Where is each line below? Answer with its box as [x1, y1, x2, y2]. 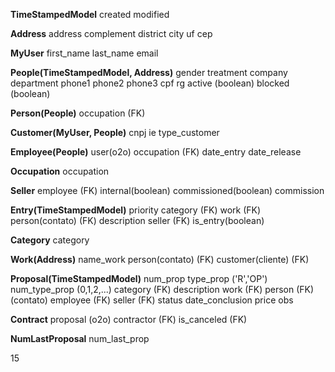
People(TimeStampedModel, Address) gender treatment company [10, 67, 288, 78]
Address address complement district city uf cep [10, 28, 213, 39]
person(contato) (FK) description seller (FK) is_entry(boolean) [10, 215, 265, 226]
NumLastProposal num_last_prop [10, 333, 150, 344]
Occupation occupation [10, 165, 110, 177]
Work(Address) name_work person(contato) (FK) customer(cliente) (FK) [10, 254, 310, 265]
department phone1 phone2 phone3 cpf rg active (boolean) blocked [10, 77, 290, 89]
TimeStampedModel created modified [10, 9, 170, 20]
